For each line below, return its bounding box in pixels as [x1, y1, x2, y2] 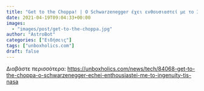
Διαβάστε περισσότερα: [6, 65, 66, 72]
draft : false [6, 49, 39, 55]
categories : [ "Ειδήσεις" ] [6, 37, 72, 43]
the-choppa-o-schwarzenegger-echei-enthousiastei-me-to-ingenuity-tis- [6, 71, 192, 79]
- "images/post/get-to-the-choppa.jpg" [12, 25, 113, 32]
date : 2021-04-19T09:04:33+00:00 [6, 15, 91, 21]
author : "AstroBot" [6, 32, 56, 38]
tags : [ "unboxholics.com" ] [6, 43, 75, 49]
